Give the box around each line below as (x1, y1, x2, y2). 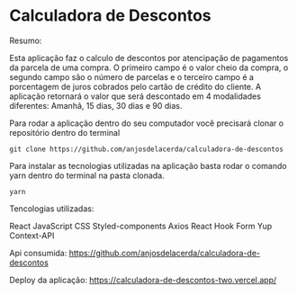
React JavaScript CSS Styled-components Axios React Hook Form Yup (9, 220, 273, 231)
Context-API (9, 230, 55, 241)
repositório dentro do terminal (9, 127, 121, 138)
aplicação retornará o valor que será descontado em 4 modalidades (9, 91, 261, 102)
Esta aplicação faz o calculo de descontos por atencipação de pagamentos (9, 52, 289, 63)
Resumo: (9, 35, 42, 46)
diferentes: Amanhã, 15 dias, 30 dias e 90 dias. (9, 100, 183, 111)
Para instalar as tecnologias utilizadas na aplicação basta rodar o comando (9, 160, 287, 171)
